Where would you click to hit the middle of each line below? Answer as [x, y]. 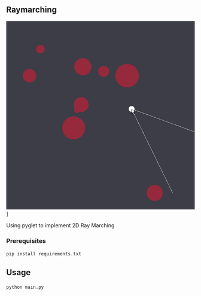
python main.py [25, 287]
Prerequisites [26, 240]
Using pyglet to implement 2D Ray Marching [60, 225]
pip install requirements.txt [44, 254]
